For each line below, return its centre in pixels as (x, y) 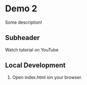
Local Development (35, 65)
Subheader (23, 38)
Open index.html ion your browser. (47, 77)
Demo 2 (21, 9)
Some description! (24, 22)
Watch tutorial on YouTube (32, 49)
